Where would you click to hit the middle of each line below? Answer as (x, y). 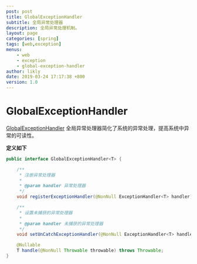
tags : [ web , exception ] (34, 44)
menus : (14, 50)
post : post (19, 11)
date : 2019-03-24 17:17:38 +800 (45, 77)
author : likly (23, 71)
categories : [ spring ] (33, 39)
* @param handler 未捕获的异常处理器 (61, 224)
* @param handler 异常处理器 (52, 186)
